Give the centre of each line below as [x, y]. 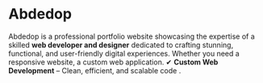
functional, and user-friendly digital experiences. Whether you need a [124, 53]
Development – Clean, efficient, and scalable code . [95, 70]
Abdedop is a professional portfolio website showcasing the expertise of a [132, 36]
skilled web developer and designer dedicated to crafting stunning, [121, 44]
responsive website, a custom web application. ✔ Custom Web [113, 62]
